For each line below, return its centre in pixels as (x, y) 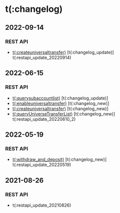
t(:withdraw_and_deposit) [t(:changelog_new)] (60, 160)
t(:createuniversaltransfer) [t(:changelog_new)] (60, 108)
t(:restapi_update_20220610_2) (44, 119)
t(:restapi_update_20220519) (42, 165)
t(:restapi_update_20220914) (42, 57)
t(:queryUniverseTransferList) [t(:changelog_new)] (64, 114)
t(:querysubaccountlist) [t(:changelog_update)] (60, 98)
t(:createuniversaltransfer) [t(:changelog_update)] (63, 52)
